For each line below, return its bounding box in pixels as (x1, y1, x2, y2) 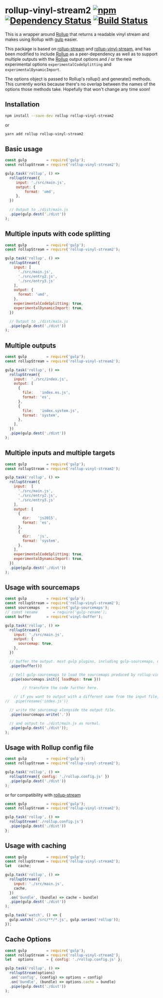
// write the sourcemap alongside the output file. (9, 708, 116, 713)
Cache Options (5, 935, 51, 944)
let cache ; (5, 863, 32, 869)
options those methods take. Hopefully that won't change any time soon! (5, 86, 150, 92)
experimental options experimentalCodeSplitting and (5, 61, 112, 67)
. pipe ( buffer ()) (9, 664, 42, 668)
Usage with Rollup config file (5, 743, 94, 752)
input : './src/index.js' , (14, 377, 68, 382)
